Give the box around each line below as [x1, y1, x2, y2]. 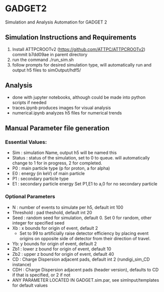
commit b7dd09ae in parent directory [12, 51, 88, 57]
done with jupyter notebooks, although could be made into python [12, 94, 146, 100]
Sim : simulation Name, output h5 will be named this [12, 150, 117, 156]
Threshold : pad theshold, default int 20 [12, 209, 92, 215]
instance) [12, 261, 31, 267]
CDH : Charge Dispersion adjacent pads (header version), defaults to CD [12, 267, 159, 272]
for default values [12, 282, 48, 288]
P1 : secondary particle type [12, 176, 69, 181]
